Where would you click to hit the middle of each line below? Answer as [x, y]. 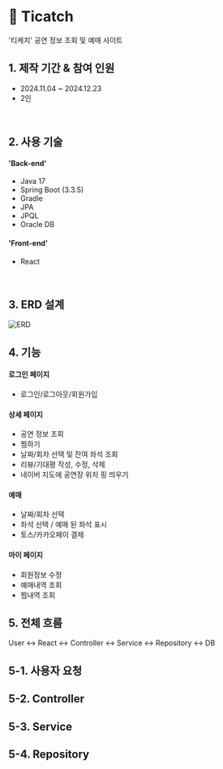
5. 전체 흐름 [36, 623]
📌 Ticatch [41, 17]
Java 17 [33, 181]
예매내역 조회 [41, 584]
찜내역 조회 [38, 595]
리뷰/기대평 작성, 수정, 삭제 [62, 465]
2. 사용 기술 [36, 142]
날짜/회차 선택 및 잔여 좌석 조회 [69, 454]
